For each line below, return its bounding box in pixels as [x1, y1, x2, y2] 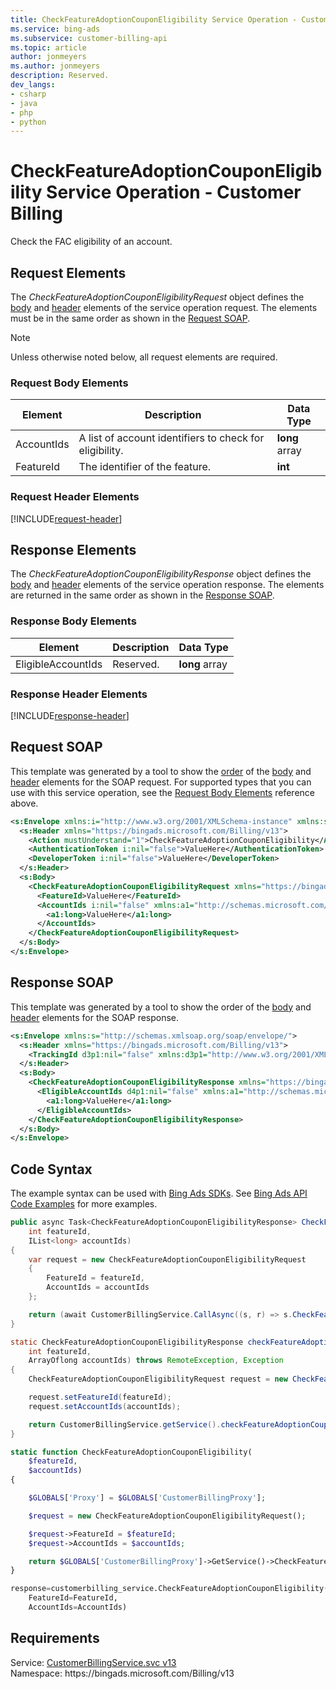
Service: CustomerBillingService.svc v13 [10, 1656, 177, 1668]
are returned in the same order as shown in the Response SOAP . [10, 589, 275, 601]
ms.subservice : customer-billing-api [10, 33, 168, 43]
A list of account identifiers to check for [78, 431, 265, 445]
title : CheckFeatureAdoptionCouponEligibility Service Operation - [10, 14, 298, 25]
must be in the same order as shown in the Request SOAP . [10, 312, 251, 324]
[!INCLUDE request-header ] [10, 512, 123, 525]
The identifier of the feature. [78, 460, 212, 474]
